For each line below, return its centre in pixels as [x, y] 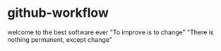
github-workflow [58, 13]
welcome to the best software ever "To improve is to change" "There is [110, 32]
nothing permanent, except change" [60, 39]
